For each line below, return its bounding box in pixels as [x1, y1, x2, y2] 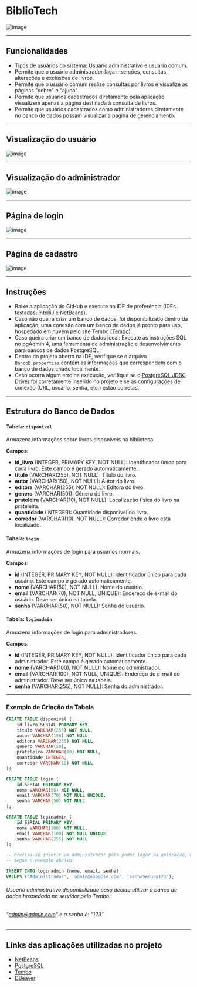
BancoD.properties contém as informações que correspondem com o [14, 359, 182, 366]
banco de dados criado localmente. [14, 365, 101, 372]
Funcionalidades [6, 46, 69, 57]
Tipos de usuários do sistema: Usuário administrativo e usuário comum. [14, 62, 188, 69]
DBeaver [14, 975, 36, 982]
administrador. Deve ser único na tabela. [14, 676, 113, 683]
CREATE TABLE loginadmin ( [6, 814, 72, 820]
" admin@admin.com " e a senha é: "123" [6, 911, 104, 918]
